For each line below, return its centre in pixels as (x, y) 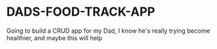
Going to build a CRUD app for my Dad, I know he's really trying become (108, 31)
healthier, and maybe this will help (54, 37)
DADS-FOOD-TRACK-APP (81, 12)
